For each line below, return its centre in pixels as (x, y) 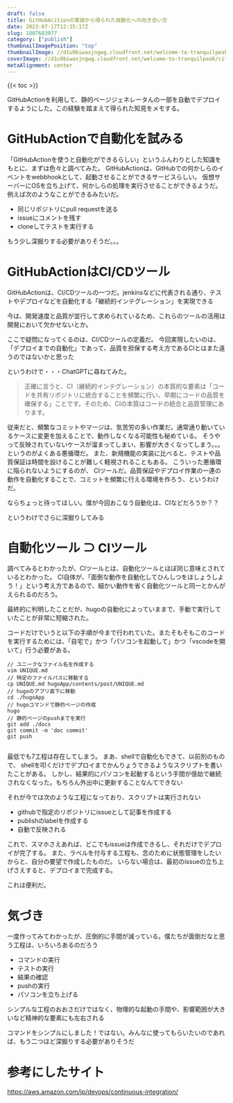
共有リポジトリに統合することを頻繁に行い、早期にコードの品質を (131, 395)
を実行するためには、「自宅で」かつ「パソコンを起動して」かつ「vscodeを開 (116, 642)
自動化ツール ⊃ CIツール (77, 548)
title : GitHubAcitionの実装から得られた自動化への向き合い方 (87, 20)
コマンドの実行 (38, 960)
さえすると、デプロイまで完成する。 (64, 870)
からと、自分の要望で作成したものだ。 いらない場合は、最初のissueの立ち (113, 862)
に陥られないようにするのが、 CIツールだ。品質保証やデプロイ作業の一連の (114, 471)
